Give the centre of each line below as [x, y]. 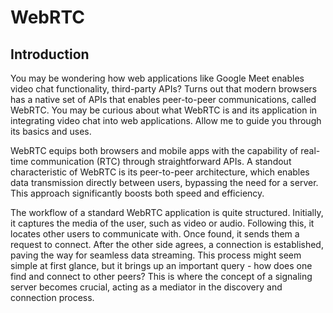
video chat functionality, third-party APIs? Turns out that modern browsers [164, 89]
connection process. [52, 297]
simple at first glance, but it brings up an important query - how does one [161, 265]
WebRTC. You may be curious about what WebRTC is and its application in [164, 110]
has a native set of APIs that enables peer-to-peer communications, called [163, 99]
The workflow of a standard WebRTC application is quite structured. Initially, [167, 212]
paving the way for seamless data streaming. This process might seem [156, 255]
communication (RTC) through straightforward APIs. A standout [161, 161]
